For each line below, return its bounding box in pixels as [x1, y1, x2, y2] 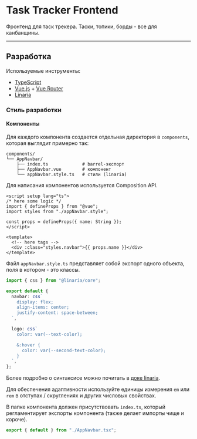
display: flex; [16, 299, 54, 305]
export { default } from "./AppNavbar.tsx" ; [6, 427, 117, 433]
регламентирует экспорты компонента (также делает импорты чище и [6, 410, 185, 417]
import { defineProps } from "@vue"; [6, 203, 98, 209]
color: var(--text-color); [16, 331, 83, 337]
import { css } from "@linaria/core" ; [6, 277, 101, 283]
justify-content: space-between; [16, 310, 98, 316]
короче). [6, 416, 28, 423]
